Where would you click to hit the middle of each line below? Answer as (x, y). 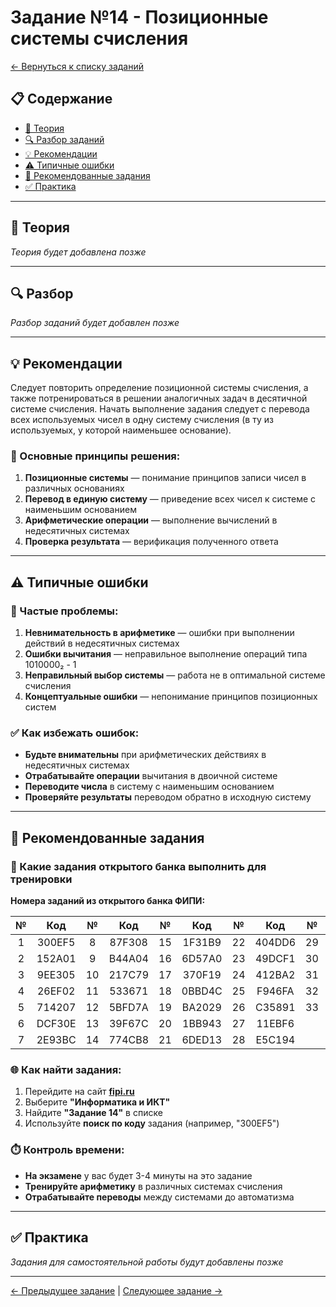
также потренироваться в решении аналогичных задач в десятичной (159, 398)
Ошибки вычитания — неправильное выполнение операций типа (166, 654)
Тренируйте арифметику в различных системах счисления (153, 1186)
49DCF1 (275, 959)
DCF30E (56, 1024)
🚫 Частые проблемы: (64, 611)
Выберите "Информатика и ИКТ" (97, 1102)
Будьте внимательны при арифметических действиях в (145, 755)
